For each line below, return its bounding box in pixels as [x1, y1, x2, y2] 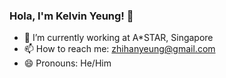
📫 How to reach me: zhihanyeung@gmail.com [23, 43, 216, 55]
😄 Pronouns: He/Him [23, 57, 112, 69]
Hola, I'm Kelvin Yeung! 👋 [9, 9, 134, 23]
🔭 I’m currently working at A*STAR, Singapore [23, 32, 214, 44]
